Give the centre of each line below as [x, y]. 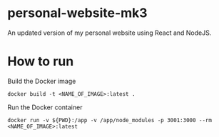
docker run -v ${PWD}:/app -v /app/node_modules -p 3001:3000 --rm [110, 120]
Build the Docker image [42, 81]
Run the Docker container [45, 107]
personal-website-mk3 [77, 13]
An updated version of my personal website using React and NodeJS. [109, 33]
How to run [41, 61]
